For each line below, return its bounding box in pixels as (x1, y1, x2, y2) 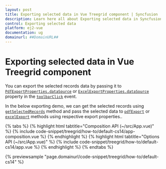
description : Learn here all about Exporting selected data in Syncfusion (5, 16, 163, 21)
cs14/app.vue (5, 144, 33, 150)
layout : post (5, 7, 32, 12)
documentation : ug (5, 30, 43, 35)
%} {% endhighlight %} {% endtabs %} (34, 144, 114, 150)
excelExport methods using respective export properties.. (5, 113, 123, 119)
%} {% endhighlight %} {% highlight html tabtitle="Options (40, 133, 160, 139)
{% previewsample (5, 154, 43, 160)
